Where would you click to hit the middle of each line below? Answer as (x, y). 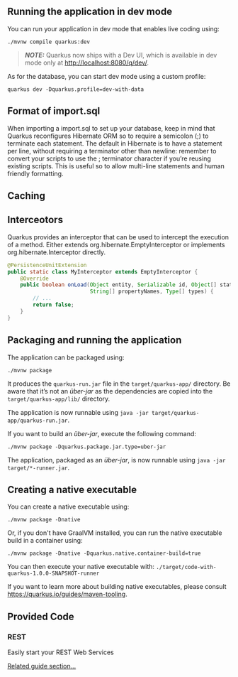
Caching (27, 196)
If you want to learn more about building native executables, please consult (117, 587)
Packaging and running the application (95, 340)
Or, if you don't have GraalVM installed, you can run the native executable (115, 533)
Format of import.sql (54, 111)
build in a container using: (45, 541)
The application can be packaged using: (66, 357)
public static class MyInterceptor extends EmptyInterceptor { (103, 272)
